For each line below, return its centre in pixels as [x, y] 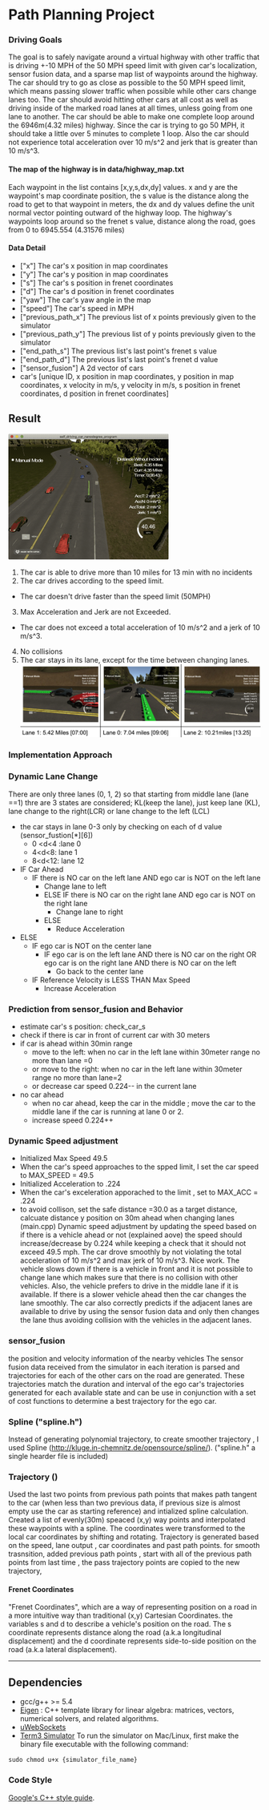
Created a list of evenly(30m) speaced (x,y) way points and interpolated [127, 1520]
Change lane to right [90, 912]
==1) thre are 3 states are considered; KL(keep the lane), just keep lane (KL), [134, 802]
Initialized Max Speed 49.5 [64, 1159]
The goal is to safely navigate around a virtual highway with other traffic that [134, 57]
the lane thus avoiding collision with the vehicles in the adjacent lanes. [136, 1320]
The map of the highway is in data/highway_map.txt [96, 169]
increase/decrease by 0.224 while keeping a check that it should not [133, 1244]
